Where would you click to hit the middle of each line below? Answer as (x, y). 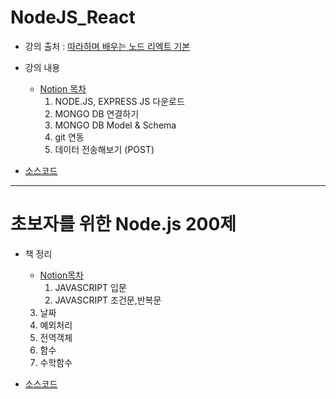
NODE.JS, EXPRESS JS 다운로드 (119, 101)
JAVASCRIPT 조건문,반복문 (108, 300)
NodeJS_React (73, 17)
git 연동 (69, 137)
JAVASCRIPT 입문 (90, 287)
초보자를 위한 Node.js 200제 (123, 224)
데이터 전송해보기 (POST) (104, 149)
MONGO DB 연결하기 (97, 113)
